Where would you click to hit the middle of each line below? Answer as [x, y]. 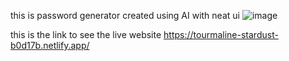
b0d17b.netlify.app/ [50, 45]
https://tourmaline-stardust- [221, 34]
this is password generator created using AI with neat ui [125, 15]
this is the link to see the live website [86, 34]
